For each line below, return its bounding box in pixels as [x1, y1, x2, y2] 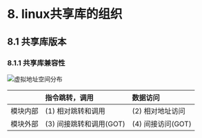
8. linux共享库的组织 [7, 6, 123, 22]
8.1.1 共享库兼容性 [7, 58, 65, 67]
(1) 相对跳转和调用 [45, 106, 105, 115]
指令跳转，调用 [45, 93, 94, 102]
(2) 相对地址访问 [132, 106, 185, 115]
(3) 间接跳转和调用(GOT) [45, 119, 125, 128]
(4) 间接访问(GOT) [132, 119, 192, 128]
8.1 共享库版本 [7, 36, 67, 47]
